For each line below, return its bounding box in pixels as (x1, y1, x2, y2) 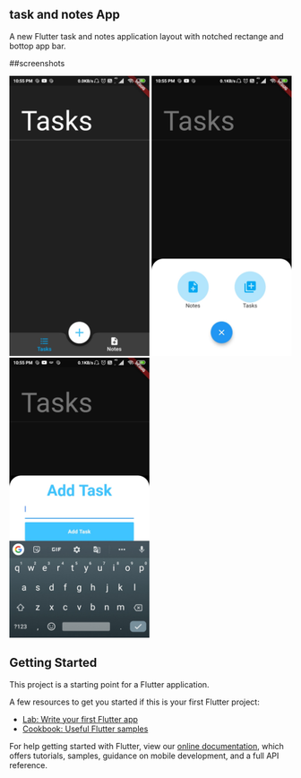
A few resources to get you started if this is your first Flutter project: (9, 696, 260, 707)
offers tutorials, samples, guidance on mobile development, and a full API (9, 750, 279, 761)
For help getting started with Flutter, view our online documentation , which (9, 740, 285, 751)
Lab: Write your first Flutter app (21, 713, 139, 724)
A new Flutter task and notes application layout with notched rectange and (9, 30, 284, 41)
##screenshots (9, 57, 65, 68)
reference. (9, 759, 47, 770)
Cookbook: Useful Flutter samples (21, 723, 149, 734)
